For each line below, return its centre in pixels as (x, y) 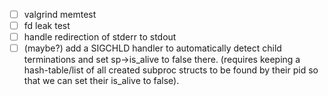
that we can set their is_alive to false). (101, 81)
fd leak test (47, 26)
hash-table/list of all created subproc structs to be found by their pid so (171, 70)
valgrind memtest (60, 14)
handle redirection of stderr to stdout (100, 37)
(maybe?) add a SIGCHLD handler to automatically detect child (152, 48)
